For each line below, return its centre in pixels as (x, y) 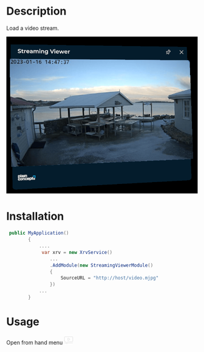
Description (36, 11)
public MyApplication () (39, 233)
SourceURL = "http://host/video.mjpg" (110, 278)
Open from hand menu (35, 342)
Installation (35, 216)
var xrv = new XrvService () (77, 252)
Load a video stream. (33, 28)
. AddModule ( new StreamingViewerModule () (101, 265)
